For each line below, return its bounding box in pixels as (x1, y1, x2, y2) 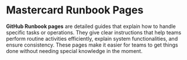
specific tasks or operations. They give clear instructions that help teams (6, 29, 182, 36)
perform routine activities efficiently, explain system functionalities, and (6, 35, 178, 42)
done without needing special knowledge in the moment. (6, 47, 143, 54)
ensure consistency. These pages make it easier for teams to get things (6, 41, 178, 48)
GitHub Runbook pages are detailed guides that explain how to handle (6, 23, 176, 30)
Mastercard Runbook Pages (6, 3, 144, 17)
